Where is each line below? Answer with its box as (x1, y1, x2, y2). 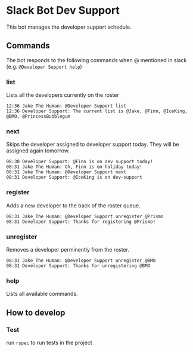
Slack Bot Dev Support (6, 4, 120, 17)
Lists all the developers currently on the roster (6, 91, 119, 99)
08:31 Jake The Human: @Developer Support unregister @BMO (6, 258, 156, 264)
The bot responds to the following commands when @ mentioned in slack (6, 56, 187, 63)
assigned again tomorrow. (6, 147, 70, 154)
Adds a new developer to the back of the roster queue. (6, 201, 141, 209)
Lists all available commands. (6, 290, 79, 298)
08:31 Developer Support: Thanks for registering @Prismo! (6, 219, 156, 225)
